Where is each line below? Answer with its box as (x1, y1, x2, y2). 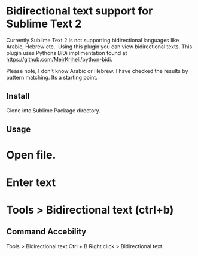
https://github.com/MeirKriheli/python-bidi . (6, 56, 112, 63)
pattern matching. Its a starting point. (6, 74, 98, 81)
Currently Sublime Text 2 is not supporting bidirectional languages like (6, 36, 179, 44)
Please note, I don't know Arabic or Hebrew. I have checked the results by (6, 67, 188, 74)
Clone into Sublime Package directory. (6, 106, 100, 114)
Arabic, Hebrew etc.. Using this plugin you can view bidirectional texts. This (6, 43, 193, 50)
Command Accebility (6, 227, 87, 237)
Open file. (6, 148, 56, 162)
